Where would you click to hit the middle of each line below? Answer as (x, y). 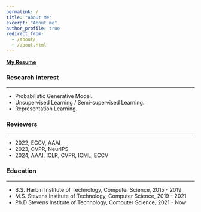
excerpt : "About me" (32, 23)
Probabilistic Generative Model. (54, 96)
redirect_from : (25, 34)
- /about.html (29, 45)
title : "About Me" (29, 17)
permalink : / (22, 12)
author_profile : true (33, 28)
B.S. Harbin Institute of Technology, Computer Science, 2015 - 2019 (98, 189)
